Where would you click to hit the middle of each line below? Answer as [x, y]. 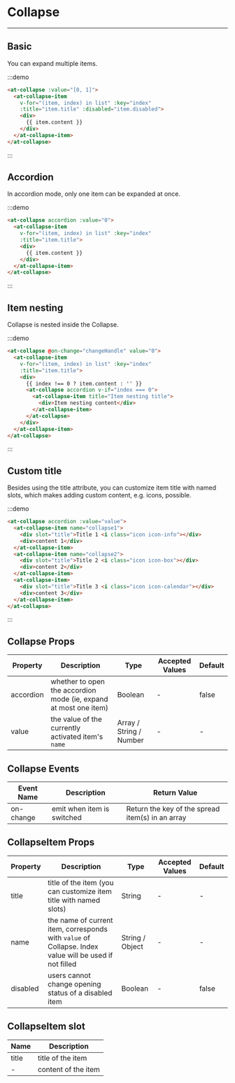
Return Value [175, 793]
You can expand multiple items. [52, 63]
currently [65, 728]
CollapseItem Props [51, 843]
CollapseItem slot [46, 1027]
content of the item [69, 1069]
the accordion [73, 691]
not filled [62, 964]
